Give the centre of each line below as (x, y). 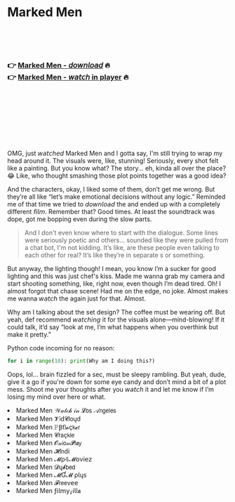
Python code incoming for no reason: (61, 348)
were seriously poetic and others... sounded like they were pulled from (126, 240)
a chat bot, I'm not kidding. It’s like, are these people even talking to (122, 248)
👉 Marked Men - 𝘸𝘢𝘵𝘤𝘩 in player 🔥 (68, 77)
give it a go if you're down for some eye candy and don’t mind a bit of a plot (117, 382)
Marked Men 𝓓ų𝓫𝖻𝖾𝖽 (46, 467)
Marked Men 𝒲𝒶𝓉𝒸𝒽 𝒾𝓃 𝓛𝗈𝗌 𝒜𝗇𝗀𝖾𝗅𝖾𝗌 (67, 411)
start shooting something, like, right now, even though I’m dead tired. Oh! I (114, 284)
